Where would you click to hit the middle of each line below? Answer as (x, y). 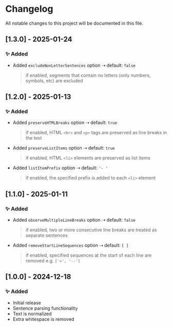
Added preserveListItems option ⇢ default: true (64, 148)
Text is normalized (32, 314)
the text (34, 138)
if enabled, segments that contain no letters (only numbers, (88, 75)
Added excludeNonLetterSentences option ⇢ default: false (74, 65)
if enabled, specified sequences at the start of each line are (89, 255)
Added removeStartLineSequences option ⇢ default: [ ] (71, 245)
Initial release (27, 303)
